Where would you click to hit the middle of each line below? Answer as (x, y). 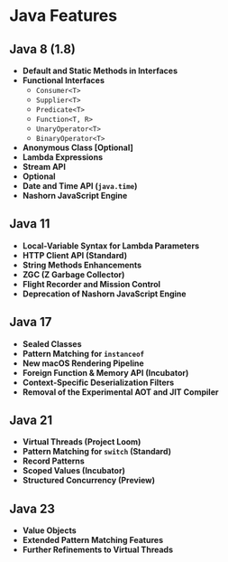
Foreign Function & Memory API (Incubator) (105, 372)
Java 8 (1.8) (43, 49)
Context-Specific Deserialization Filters (98, 382)
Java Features (64, 16)
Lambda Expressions (63, 157)
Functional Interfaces (64, 80)
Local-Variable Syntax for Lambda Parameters (111, 246)
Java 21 (31, 421)
